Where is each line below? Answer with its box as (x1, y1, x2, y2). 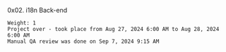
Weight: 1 (7, 20, 37, 27)
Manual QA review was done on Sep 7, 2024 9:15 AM (7, 38, 160, 45)
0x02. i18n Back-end (7, 6, 68, 14)
